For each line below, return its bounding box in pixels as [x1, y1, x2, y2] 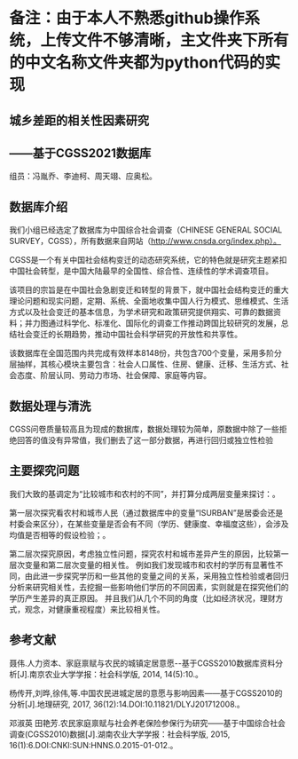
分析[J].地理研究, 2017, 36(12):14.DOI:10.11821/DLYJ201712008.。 [9, 699, 246, 709]
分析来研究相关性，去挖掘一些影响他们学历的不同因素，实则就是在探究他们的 [9, 581, 289, 592]
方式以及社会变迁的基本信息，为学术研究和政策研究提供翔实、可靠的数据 [9, 307, 273, 318]
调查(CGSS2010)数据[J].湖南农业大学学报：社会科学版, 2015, [9, 729, 231, 739]
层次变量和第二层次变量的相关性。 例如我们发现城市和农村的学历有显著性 [9, 559, 276, 570]
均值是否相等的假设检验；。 [9, 529, 111, 540]
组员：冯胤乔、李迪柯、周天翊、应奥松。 [9, 170, 157, 182]
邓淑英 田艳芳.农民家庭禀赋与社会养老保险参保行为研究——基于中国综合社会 [9, 717, 286, 728]
